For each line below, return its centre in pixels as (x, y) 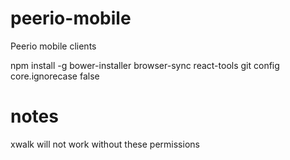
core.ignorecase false (55, 76)
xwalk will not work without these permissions (105, 144)
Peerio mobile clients (53, 46)
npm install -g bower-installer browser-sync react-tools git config (145, 65)
